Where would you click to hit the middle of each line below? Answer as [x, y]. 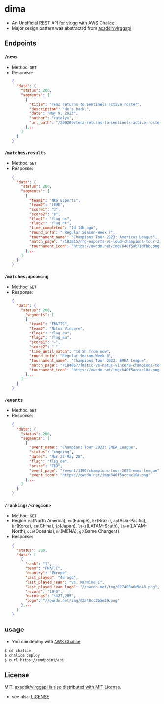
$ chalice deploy [22, 655]
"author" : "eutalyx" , [52, 118]
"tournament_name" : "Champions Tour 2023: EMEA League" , [89, 361]
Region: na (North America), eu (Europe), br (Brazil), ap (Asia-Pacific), [79, 521]
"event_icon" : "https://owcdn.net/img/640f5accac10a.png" [90, 475]
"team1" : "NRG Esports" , [55, 200]
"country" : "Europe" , [47, 573]
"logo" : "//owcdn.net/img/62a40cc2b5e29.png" [72, 600]
